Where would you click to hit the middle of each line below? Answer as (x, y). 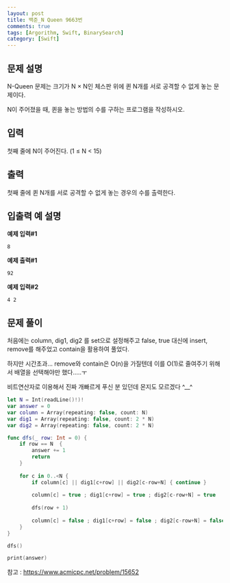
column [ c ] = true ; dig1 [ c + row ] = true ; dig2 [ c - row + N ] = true (124, 495)
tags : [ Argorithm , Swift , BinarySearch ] (66, 33)
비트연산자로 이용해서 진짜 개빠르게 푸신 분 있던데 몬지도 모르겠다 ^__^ (100, 387)
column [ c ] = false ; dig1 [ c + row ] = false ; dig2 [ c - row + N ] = (119, 521)
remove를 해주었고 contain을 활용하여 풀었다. (68, 349)
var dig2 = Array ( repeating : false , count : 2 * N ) (81, 425)
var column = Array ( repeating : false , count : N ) (78, 412)
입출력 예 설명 (34, 216)
